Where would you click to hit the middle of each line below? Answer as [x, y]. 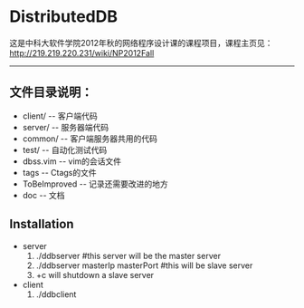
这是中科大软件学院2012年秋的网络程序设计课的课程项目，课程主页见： [141, 43]
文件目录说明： [51, 92]
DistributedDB [63, 17]
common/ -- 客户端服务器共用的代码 [90, 139]
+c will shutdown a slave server [95, 274]
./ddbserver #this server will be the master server [128, 255]
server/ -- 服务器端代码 [66, 127]
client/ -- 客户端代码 [60, 116]
